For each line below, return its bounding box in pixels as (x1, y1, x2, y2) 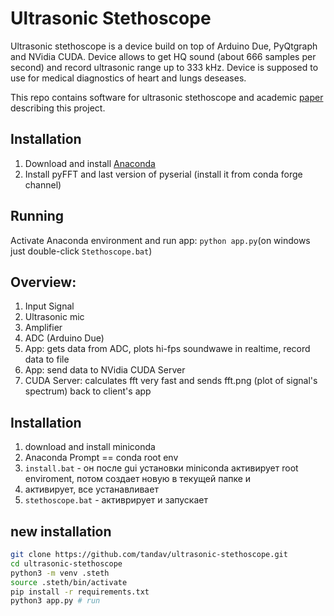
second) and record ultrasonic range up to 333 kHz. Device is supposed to (10, 61, 319, 73)
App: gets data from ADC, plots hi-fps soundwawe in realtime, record (24, 343, 311, 355)
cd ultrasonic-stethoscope (10, 558, 123, 569)
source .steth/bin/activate (10, 577, 128, 587)
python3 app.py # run (10, 596, 101, 606)
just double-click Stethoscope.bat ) (10, 245, 153, 257)
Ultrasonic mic (24, 311, 85, 323)
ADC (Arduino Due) (24, 332, 105, 344)
